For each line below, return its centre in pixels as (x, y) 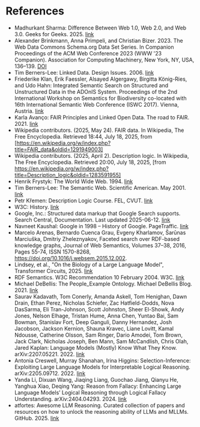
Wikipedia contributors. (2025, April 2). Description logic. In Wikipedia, (102, 155)
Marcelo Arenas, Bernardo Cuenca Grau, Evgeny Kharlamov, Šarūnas (100, 232)
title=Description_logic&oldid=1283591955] (68, 175)
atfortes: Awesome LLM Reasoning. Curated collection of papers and (100, 405)
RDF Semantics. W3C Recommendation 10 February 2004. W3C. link (99, 277)
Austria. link (29, 111)
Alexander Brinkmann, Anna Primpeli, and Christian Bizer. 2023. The (99, 40)
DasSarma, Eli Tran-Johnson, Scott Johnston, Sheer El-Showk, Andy (99, 309)
